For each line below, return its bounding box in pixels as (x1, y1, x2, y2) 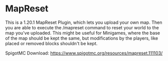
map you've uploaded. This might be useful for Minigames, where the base (5, 30, 160, 36)
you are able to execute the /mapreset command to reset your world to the (5, 24, 159, 30)
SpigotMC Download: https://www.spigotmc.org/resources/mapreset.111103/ (5, 50, 163, 56)
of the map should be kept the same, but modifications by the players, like (5, 35, 158, 41)
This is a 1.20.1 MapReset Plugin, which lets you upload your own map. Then (5, 19, 162, 25)
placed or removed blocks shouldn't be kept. (5, 40, 98, 46)
